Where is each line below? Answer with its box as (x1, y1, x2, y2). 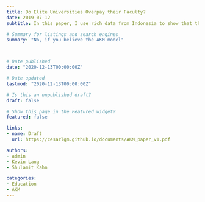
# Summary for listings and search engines (6, 31, 119, 37)
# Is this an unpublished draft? (6, 92, 92, 98)
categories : (6, 175, 37, 181)
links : (6, 125, 23, 131)
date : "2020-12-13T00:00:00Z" (6, 64, 84, 71)
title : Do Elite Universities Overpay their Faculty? (6, 9, 146, 15)
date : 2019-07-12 (6, 15, 51, 21)
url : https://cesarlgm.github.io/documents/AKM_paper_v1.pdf (12, 136, 171, 142)
